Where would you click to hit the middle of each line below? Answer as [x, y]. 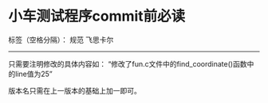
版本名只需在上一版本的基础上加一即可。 [75, 90]
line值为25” [34, 74]
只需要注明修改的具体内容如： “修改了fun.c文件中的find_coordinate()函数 [128, 63]
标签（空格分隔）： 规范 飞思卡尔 [61, 40]
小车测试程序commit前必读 [97, 16]
